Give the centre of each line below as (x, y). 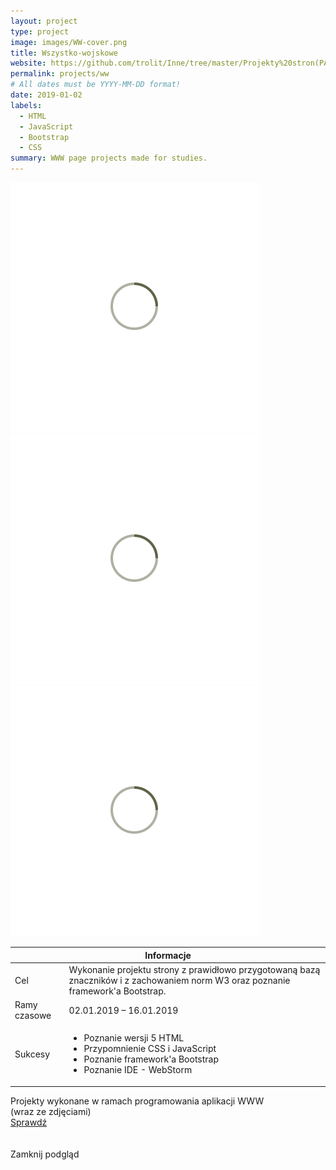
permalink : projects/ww (60, 74)
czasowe (33, 1015)
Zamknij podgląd (45, 1154)
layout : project (44, 21)
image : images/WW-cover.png (69, 42)
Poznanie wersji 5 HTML (134, 1038)
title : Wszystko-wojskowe (64, 53)
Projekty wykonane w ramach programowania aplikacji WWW (137, 1101)
